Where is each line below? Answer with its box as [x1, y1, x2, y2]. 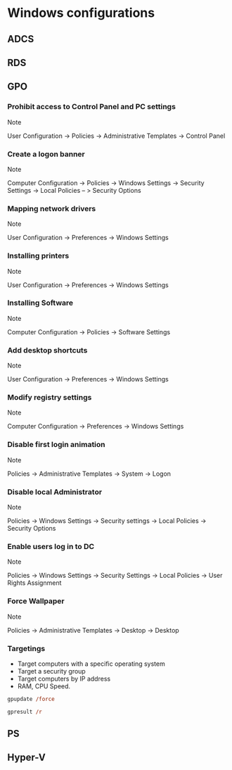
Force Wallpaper [7, 596, 65, 606]
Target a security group [17, 667, 86, 675]
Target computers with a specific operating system [17, 659, 165, 668]
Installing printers [7, 251, 70, 261]
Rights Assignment [7, 579, 62, 587]
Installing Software [7, 298, 74, 308]
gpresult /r [7, 708, 42, 715]
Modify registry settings [7, 393, 92, 403]
